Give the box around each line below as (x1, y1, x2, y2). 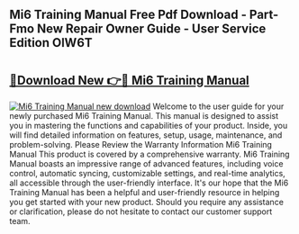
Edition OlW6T (9, 35, 93, 50)
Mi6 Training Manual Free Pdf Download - (9, 7, 248, 22)
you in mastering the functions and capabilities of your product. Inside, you (9, 121, 288, 130)
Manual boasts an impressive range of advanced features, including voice (9, 158, 284, 169)
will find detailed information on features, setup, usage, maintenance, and (9, 130, 283, 140)
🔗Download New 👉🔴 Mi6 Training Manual (9, 72, 249, 88)
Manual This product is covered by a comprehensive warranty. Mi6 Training (9, 148, 290, 159)
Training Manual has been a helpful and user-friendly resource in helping (9, 187, 280, 197)
